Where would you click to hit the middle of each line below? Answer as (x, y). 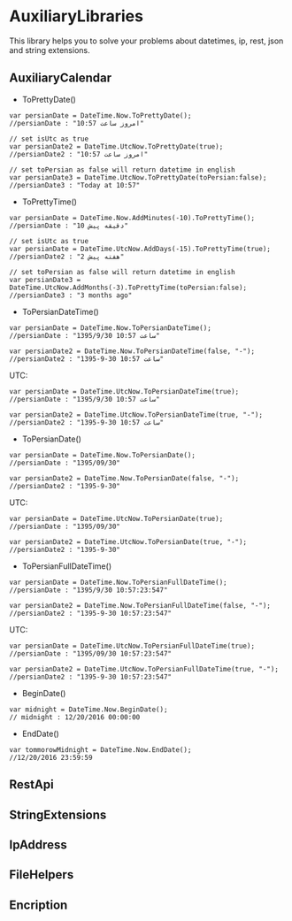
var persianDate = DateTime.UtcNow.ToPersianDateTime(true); (124, 391)
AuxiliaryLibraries (77, 16)
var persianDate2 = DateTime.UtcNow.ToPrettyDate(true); (116, 146)
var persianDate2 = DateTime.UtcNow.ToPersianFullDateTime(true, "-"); (144, 669)
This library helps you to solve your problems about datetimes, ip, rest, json (146, 41)
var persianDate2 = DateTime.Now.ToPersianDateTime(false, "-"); (132, 351)
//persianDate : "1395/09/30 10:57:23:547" (91, 653)
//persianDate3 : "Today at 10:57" (75, 185)
